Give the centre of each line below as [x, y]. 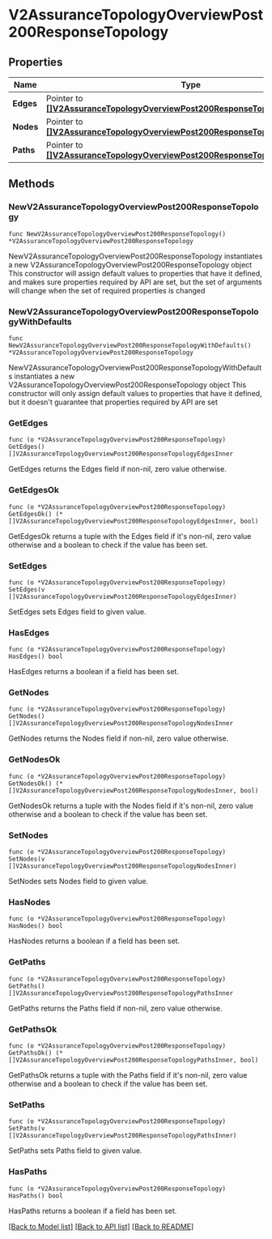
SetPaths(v [27, 1129]
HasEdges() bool [36, 657]
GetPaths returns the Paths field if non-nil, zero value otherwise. [115, 1008]
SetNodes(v [27, 859]
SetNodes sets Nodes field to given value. [78, 882]
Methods [32, 184]
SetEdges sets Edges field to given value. [78, 611]
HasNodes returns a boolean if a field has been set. [94, 941]
